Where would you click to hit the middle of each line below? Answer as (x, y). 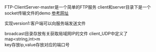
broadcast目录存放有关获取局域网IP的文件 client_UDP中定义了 (66, 33)
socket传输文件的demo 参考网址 (37, 13)
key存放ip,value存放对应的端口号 (37, 45)
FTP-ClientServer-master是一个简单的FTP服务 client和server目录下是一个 (78, 7)
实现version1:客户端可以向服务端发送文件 (45, 23)
